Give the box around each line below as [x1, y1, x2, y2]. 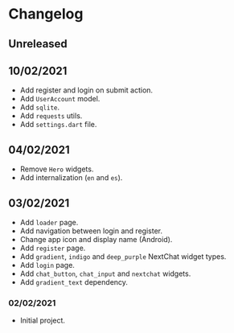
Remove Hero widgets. [19, 164, 94, 174]
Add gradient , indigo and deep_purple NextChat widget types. [19, 252, 227, 261]
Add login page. [19, 261, 75, 270]
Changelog [8, 5, 84, 23]
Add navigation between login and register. [19, 226, 163, 236]
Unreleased [8, 37, 68, 51]
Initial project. [19, 315, 66, 326]
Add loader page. [19, 218, 79, 228]
